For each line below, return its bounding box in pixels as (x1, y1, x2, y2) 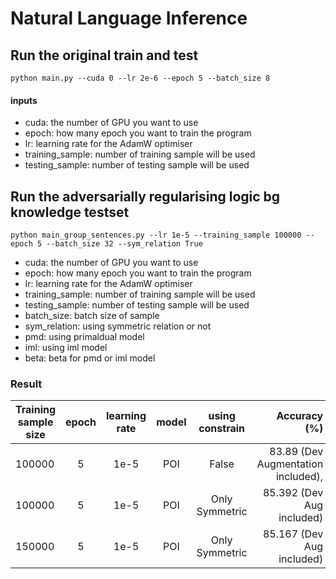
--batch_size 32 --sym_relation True (46, 239, 203, 249)
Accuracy (276, 409, 324, 423)
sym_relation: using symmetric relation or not (24, 320, 212, 332)
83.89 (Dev (269, 445, 324, 459)
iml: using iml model (24, 342, 108, 354)
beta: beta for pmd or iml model (24, 352, 156, 364)
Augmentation (256, 457, 324, 471)
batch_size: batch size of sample (24, 310, 160, 322)
